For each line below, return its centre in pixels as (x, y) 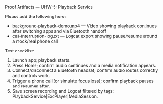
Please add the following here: (36, 16)
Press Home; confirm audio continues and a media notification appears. (84, 65)
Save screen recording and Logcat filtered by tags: (63, 91)
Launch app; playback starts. (41, 60)
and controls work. (31, 76)
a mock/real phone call (35, 41)
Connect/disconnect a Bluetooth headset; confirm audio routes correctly (85, 70)
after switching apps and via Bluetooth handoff (59, 31)
